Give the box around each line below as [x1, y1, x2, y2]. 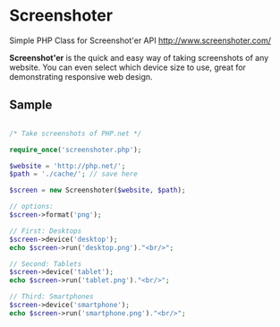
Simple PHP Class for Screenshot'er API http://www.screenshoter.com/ [9, 35, 271, 46]
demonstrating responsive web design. [9, 71, 154, 82]
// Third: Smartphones [9, 292, 94, 301]
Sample [9, 98, 53, 113]
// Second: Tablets [9, 259, 82, 269]
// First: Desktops [9, 226, 82, 236]
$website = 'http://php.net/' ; [9, 161, 126, 170]
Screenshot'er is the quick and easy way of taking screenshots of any [9, 52, 269, 63]
